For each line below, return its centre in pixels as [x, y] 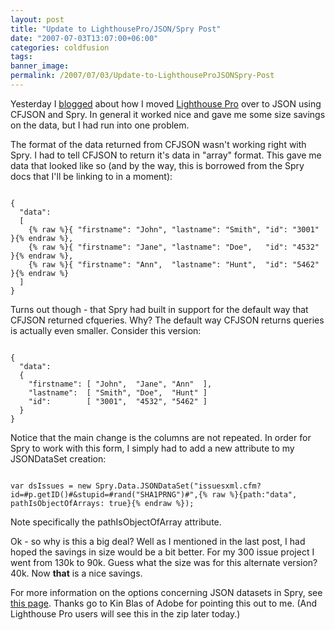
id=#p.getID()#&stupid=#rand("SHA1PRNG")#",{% [109, 494]
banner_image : [40, 66]
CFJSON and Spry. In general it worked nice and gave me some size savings [168, 114]
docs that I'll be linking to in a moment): [91, 176]
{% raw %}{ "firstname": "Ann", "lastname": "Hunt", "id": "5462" [174, 264]
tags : [21, 57]
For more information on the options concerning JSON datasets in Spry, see [166, 592]
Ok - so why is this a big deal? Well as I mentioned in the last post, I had [158, 541]
